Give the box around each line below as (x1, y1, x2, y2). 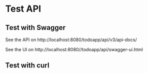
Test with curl (5, 61, 50, 70)
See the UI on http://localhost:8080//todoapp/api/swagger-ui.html (5, 47, 143, 52)
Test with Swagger (5, 23, 66, 32)
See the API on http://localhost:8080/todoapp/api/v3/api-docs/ (5, 36, 137, 43)
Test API (5, 3, 42, 15)
